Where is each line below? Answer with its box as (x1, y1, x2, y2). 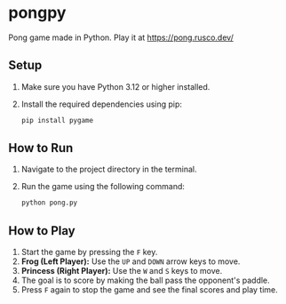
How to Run (8, 140, 74, 156)
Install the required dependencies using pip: (20, 99, 183, 109)
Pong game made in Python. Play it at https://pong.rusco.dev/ (8, 32, 234, 43)
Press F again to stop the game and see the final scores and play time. (20, 284, 279, 295)
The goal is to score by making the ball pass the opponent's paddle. (20, 275, 270, 286)
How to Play (8, 223, 76, 238)
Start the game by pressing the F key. (20, 247, 158, 258)
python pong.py (20, 198, 78, 207)
